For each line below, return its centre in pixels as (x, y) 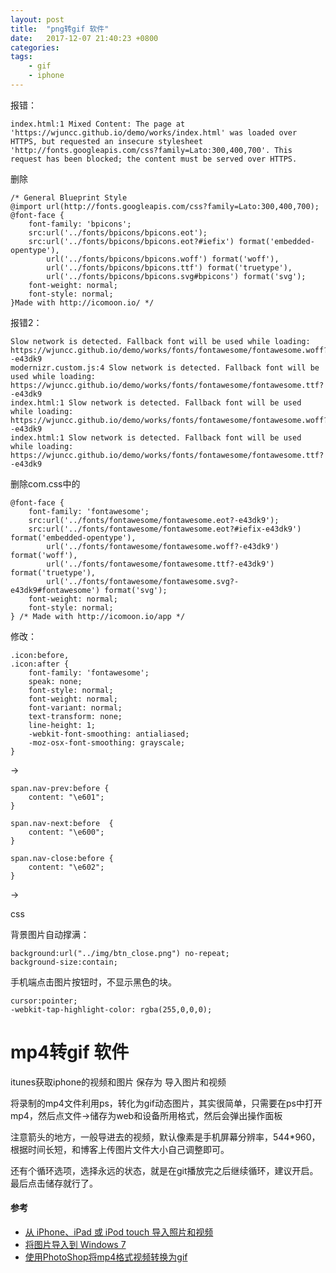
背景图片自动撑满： (50, 934)
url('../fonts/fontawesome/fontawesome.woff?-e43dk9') (163, 546)
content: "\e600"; (66, 832)
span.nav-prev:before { (60, 788)
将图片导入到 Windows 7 (75, 1245)
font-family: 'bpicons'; (80, 224)
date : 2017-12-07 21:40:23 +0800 (84, 38)
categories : (35, 47)
